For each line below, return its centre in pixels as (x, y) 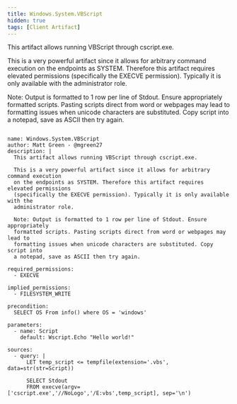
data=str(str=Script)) (41, 369)
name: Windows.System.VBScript (53, 139)
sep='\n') (177, 393)
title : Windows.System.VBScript (55, 14)
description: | (30, 152)
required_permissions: (41, 269)
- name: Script (36, 331)
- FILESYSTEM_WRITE (42, 294)
